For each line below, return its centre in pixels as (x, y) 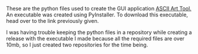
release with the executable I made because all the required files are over (95, 38)
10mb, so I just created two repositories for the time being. (77, 45)
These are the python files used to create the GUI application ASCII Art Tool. (99, 9)
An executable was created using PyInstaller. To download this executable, (97, 15)
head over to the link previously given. (53, 21)
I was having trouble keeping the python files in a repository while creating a (99, 32)
